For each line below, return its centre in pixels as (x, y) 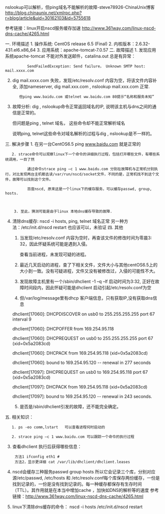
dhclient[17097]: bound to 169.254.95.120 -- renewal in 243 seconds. (82, 396)
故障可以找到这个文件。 (33, 180)
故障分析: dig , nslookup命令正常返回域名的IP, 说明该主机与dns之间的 (82, 106)
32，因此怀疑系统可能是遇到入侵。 (55, 244)
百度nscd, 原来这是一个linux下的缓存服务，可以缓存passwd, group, (89, 189)
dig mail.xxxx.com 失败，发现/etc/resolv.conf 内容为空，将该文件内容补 (84, 80)
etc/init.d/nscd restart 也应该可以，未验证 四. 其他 (73, 227)
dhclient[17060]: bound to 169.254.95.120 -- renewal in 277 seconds (82, 363)
